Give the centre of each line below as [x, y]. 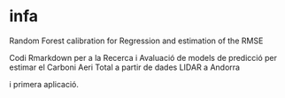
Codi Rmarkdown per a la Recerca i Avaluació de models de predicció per [143, 57]
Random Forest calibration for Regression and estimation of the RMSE [136, 41]
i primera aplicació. [44, 84]
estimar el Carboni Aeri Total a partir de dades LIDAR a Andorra [125, 67]
